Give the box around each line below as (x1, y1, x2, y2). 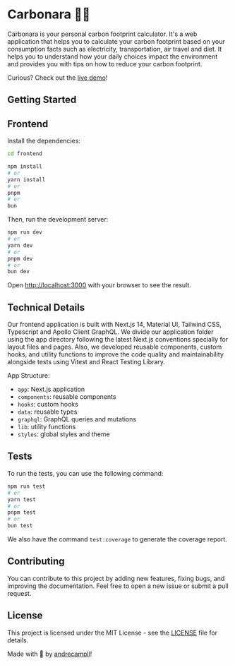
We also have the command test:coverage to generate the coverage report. (7, 535, 227, 544)
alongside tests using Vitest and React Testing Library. (7, 358, 166, 366)
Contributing (7, 556, 65, 568)
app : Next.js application (17, 385, 85, 394)
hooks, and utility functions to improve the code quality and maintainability (7, 350, 224, 359)
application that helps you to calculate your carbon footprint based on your (7, 37, 225, 45)
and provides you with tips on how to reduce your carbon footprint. (7, 59, 203, 68)
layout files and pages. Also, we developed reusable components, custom (7, 342, 222, 352)
